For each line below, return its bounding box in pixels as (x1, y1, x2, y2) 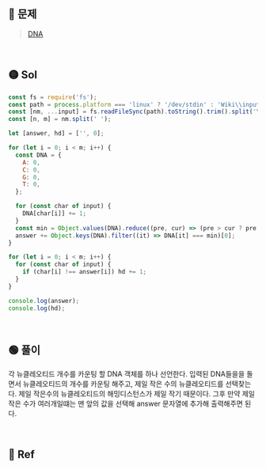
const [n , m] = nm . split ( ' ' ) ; (8, 115, 112, 123)
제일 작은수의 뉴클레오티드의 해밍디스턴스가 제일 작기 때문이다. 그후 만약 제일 (18, 389, 256, 399)
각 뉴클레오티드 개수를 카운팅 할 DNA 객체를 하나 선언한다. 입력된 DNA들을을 (8, 369, 245, 379)
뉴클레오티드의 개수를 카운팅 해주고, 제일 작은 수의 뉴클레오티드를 (22, 379, 224, 389)
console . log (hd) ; (8, 304, 66, 312)
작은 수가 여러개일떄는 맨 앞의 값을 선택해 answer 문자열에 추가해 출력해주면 (8, 399, 243, 409)
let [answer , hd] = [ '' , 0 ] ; (8, 130, 104, 138)
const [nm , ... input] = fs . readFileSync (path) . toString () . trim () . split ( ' (8, 108, 257, 116)
